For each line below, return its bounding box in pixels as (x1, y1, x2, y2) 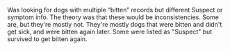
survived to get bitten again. (7, 35, 88, 43)
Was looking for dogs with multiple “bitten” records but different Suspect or (7, 6, 223, 14)
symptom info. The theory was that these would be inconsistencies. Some (7, 13, 219, 21)
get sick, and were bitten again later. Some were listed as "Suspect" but (7, 27, 213, 36)
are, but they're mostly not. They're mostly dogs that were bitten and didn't (7, 21, 222, 28)
